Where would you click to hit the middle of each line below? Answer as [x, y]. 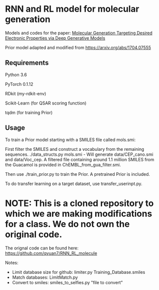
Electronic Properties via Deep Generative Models [55, 38]
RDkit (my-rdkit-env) [26, 93]
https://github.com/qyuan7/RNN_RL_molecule [51, 253]
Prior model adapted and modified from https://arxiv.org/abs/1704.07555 [78, 47]
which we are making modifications [79, 214]
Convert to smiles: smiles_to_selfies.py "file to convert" [67, 282]
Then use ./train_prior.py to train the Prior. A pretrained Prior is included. [78, 174]
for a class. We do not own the [68, 224]
